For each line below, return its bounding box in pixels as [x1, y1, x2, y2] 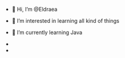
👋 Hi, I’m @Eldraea [11, 6, 58, 13]
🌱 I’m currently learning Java [11, 29, 83, 36]
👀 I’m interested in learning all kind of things [11, 17, 120, 24]
